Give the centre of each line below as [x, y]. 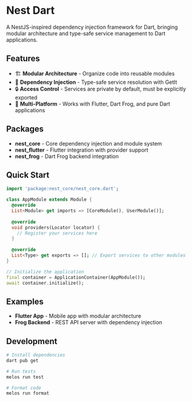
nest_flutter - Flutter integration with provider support [81, 150]
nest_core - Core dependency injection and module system [89, 143]
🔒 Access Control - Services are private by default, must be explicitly [100, 89]
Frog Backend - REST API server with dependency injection [89, 322]
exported [26, 97]
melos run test [25, 377]
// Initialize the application [45, 272]
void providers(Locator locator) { [56, 227]
